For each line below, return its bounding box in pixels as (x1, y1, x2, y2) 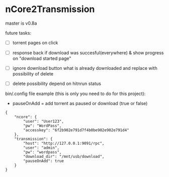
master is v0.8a (5, 20, 37, 26)
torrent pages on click (12, 39, 58, 46)
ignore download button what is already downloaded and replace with (12, 65, 157, 71)
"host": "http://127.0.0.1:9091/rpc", (23, 141, 105, 146)
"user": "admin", (23, 145, 59, 150)
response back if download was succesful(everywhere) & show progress (12, 50, 164, 56)
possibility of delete (12, 71, 54, 77)
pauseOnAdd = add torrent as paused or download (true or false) (12, 101, 148, 107)
